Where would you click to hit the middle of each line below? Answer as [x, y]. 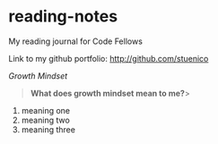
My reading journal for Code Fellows [75, 41]
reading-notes [63, 17]
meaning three [48, 129]
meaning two [46, 120]
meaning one [46, 110]
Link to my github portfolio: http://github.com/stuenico [109, 58]
